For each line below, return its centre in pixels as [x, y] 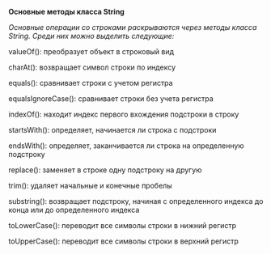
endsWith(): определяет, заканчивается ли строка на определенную [126, 146]
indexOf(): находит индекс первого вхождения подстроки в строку [124, 114]
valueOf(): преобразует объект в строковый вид [91, 51]
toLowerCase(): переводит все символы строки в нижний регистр [123, 225]
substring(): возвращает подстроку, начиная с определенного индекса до [136, 201]
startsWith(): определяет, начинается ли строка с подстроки [112, 130]
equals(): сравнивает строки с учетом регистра [91, 83]
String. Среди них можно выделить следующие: [91, 36]
